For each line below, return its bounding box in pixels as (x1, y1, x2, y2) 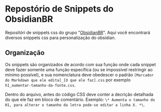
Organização (5, 49, 45, 57)
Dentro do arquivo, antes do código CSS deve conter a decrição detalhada (5, 91, 154, 97)
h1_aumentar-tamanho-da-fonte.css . (5, 82, 76, 88)
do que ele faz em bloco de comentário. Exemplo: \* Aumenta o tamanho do (5, 97, 155, 102)
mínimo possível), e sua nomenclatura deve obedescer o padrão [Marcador (5, 71, 154, 78)
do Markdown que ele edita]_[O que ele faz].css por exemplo (5, 77, 131, 83)
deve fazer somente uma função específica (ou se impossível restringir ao (5, 67, 153, 72)
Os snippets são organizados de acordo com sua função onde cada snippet (5, 61, 156, 67)
